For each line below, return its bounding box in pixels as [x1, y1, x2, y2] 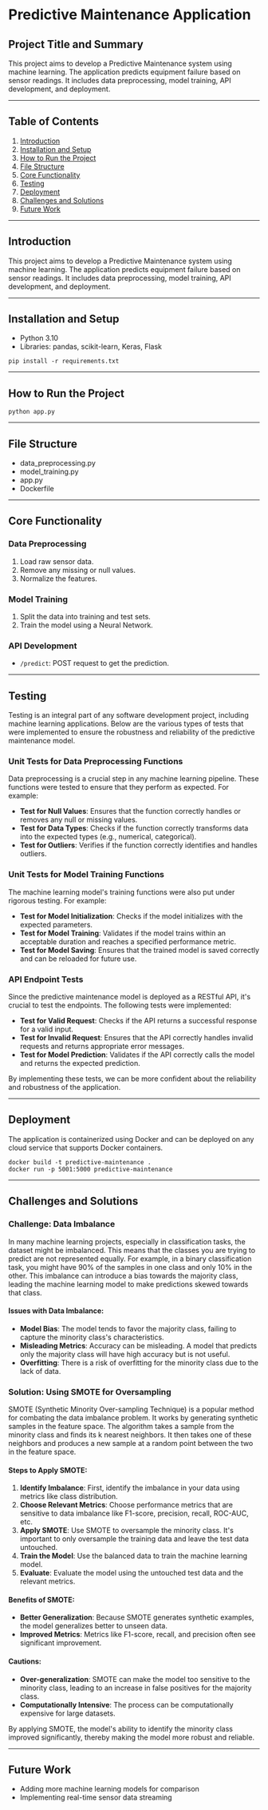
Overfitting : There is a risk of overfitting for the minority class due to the [19, 1358, 259, 1368]
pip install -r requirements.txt [8, 358, 120, 366]
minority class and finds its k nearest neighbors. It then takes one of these [8, 1430, 252, 1440]
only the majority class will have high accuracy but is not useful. [19, 1349, 231, 1359]
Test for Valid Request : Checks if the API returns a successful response [19, 1016, 258, 1026]
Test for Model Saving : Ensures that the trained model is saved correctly [19, 945, 260, 955]
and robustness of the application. [8, 1083, 121, 1092]
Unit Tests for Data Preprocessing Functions [8, 756, 183, 767]
